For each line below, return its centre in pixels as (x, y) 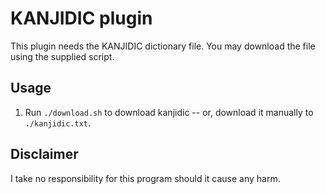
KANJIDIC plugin (81, 18)
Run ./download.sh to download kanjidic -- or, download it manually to (169, 112)
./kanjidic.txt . (58, 123)
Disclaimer (44, 154)
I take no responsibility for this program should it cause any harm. (145, 178)
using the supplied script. (62, 56)
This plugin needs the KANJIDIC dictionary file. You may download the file (163, 46)
